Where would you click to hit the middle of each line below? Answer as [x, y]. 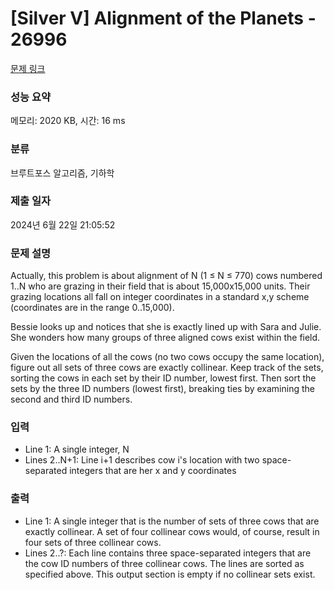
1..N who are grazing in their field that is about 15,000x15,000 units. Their [160, 286]
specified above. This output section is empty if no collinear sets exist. [170, 574]
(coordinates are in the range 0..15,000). [92, 308]
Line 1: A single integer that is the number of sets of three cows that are [172, 521]
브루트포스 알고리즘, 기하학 [62, 173]
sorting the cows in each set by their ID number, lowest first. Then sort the [163, 378]
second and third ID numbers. [71, 399]
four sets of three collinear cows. [93, 542]
